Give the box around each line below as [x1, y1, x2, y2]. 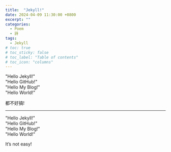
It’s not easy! [5, 141, 32, 147]
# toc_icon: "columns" [5, 59, 53, 65]
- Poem [10, 26, 24, 32]
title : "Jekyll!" [5, 7, 44, 13]
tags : [5, 36, 17, 41]
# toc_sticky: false [5, 50, 49, 55]
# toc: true [5, 45, 31, 50]
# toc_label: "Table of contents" [5, 54, 79, 60]
